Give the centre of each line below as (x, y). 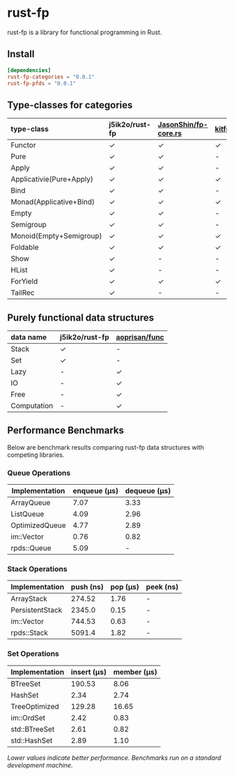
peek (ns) (162, 587)
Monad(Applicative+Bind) (53, 202)
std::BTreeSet (33, 729)
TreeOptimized (35, 706)
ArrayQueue (31, 503)
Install (21, 54)
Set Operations (33, 654)
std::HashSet (32, 740)
